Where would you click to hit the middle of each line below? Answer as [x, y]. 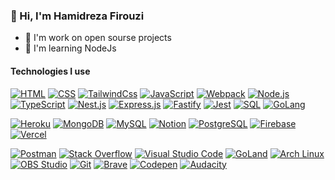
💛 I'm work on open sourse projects [98, 38]
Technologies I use [50, 71]
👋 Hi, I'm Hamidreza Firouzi [77, 16]
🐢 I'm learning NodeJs [70, 48]
